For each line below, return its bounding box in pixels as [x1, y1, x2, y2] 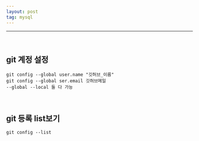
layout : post [6, 8, 38, 15]
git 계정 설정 [6, 55, 49, 65]
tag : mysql [6, 14, 33, 20]
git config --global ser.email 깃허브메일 [6, 78, 107, 84]
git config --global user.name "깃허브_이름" [6, 72, 114, 78]
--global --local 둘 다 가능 [6, 84, 73, 91]
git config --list [6, 130, 52, 136]
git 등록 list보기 [6, 113, 60, 123]
